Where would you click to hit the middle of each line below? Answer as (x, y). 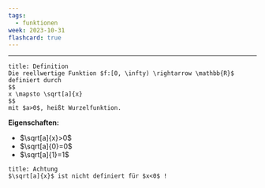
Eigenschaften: (34, 122)
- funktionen (37, 23)
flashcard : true (35, 38)
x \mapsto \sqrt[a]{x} (45, 94)
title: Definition (38, 67)
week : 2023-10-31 (37, 30)
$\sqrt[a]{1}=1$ (44, 155)
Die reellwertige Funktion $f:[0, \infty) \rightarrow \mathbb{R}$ (121, 73)
